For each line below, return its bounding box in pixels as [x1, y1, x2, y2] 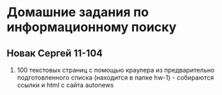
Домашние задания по [6, 4, 150, 20]
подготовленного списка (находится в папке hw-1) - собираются [16, 73, 214, 82]
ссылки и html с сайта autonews [16, 81, 114, 89]
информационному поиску [6, 19, 177, 35]
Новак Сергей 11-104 [6, 47, 104, 59]
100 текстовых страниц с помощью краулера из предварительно [16, 66, 215, 74]
